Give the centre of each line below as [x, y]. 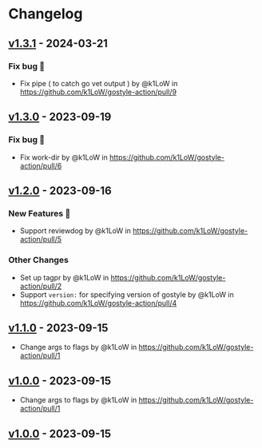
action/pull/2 [41, 286]
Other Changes [39, 260]
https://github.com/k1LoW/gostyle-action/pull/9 [98, 92]
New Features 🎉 [40, 213]
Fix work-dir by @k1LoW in [64, 157]
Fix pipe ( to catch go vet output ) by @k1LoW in [99, 83]
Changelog [46, 14]
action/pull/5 [41, 240]
